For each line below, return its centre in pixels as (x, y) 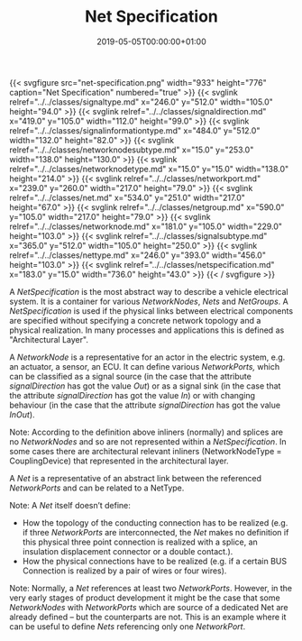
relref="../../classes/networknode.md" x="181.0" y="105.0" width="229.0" (146, 226)
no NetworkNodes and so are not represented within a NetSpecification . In (148, 441)
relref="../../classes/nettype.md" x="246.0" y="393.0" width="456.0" (137, 255)
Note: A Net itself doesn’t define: (70, 505)
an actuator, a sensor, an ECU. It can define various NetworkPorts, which (145, 366)
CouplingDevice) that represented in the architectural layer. (119, 461)
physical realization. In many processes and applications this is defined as (147, 330)
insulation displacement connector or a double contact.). (128, 551)
